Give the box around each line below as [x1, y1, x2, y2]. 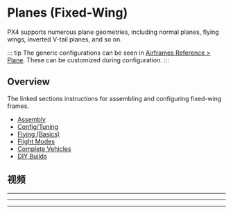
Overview [7, 76, 51, 88]
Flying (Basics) [17, 130, 60, 138]
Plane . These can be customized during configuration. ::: [7, 55, 170, 64]
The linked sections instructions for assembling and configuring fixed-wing [7, 94, 222, 102]
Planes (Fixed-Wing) [7, 5, 128, 21]
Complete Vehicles [17, 144, 71, 153]
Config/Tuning [17, 123, 59, 131]
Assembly [17, 115, 46, 123]
